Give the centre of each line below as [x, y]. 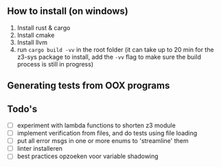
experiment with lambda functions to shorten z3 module [96, 125]
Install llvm [32, 42]
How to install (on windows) [68, 11]
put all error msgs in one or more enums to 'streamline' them [103, 141]
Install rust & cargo [44, 27]
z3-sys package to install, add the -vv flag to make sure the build [109, 57]
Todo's [22, 109]
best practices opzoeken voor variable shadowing [88, 156]
